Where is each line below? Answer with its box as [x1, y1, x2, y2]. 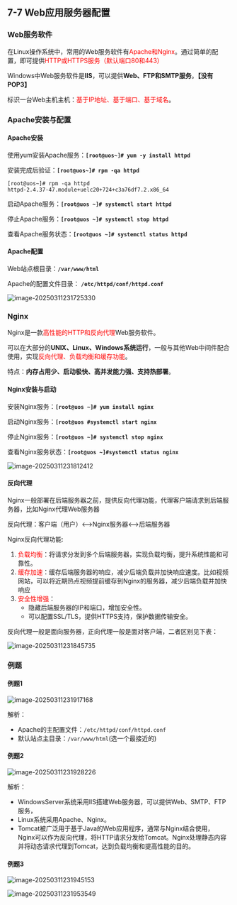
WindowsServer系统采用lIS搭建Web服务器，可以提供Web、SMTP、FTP [17, 798, 226, 806]
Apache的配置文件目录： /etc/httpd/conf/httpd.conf [7, 280, 164, 288]
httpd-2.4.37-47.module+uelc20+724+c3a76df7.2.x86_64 [7, 186, 170, 193]
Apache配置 [7, 247, 44, 256]
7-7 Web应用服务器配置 [7, 6, 111, 19]
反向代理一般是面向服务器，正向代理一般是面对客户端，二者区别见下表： [7, 627, 218, 635]
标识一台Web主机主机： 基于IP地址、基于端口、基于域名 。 [7, 95, 175, 104]
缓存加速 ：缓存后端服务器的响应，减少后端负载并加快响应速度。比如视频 [17, 567, 229, 576]
